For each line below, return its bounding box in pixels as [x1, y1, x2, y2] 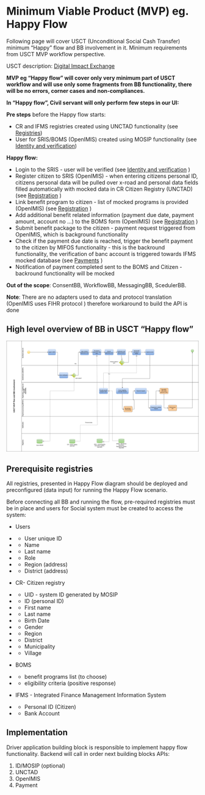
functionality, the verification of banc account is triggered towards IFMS [15, 250, 196, 257]
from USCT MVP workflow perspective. [6, 50, 106, 57]
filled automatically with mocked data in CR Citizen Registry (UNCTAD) [15, 185, 193, 192]
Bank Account [24, 709, 60, 717]
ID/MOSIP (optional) [15, 762, 66, 769]
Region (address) [24, 560, 68, 568]
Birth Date [24, 617, 50, 624]
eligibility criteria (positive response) [24, 680, 116, 687]
